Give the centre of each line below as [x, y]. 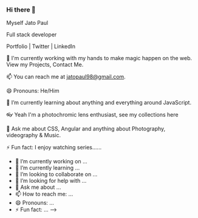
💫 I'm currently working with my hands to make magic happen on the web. [99, 58]
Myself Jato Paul [27, 23]
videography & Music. [34, 135]
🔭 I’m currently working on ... [51, 162]
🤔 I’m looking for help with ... [51, 181]
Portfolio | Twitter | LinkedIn [41, 46]
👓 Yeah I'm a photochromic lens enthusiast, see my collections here [92, 115]
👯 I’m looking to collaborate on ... [56, 174]
